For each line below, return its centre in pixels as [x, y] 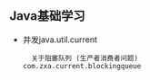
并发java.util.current [60, 40]
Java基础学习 [47, 16]
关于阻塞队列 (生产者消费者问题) [85, 58]
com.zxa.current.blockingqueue [82, 66]
